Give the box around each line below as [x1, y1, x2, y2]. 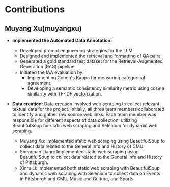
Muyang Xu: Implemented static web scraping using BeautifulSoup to [19, 138, 165, 144]
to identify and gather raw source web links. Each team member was [12, 111, 156, 118]
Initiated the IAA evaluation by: [19, 69, 84, 75]
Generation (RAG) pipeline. [19, 64, 76, 69]
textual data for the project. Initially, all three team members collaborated [12, 106, 165, 112]
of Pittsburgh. [19, 159, 49, 166]
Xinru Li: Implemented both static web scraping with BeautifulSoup [19, 165, 160, 171]
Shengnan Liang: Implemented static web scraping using [19, 149, 139, 154]
